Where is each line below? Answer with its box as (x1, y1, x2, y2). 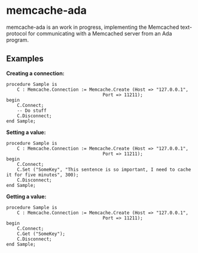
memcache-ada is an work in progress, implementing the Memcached (6, 23, 179, 31)
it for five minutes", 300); (6, 172, 79, 178)
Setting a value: (6, 129, 46, 136)
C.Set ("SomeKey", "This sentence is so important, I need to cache (17, 166, 191, 172)
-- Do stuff (17, 108, 47, 114)
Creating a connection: (6, 70, 65, 77)
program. (6, 36, 29, 43)
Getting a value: (6, 193, 47, 200)
